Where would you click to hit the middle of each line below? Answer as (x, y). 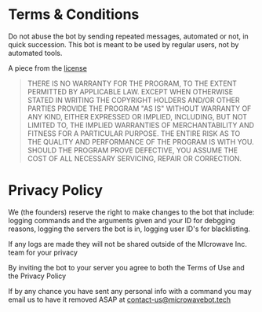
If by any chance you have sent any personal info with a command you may (130, 291)
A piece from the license (48, 68)
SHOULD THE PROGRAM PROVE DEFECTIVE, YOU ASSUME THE (132, 150)
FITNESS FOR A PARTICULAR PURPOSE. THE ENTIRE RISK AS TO (134, 133)
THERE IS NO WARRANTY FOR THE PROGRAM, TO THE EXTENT (132, 83)
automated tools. (35, 53)
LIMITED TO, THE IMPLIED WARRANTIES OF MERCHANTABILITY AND (141, 125)
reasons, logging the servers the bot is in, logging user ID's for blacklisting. (129, 229)
